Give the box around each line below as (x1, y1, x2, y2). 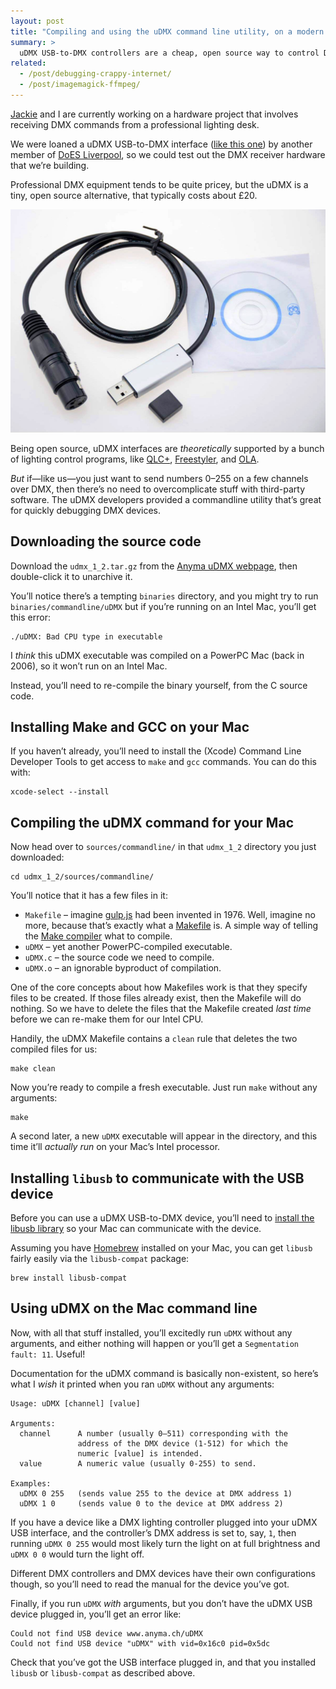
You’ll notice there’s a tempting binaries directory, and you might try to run (10, 590, 319, 602)
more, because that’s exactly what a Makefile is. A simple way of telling (24, 920, 319, 932)
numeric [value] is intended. (77, 1448, 203, 1459)
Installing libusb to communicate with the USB (10, 1170, 305, 1187)
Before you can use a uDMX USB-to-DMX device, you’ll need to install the (10, 1211, 315, 1224)
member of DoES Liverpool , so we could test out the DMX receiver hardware (10, 148, 326, 160)
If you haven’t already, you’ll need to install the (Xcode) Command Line (10, 745, 302, 757)
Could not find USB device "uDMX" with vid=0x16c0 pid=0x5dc (10, 1638, 271, 1649)
